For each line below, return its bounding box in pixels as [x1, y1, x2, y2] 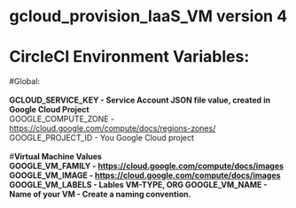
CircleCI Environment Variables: [9, 47, 250, 67]
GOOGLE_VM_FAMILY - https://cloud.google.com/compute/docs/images [9, 161, 284, 172]
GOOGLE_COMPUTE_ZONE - [9, 113, 115, 125]
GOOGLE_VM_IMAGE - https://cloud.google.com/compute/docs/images [9, 170, 281, 181]
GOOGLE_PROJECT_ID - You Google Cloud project [9, 133, 195, 143]
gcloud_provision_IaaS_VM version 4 [9, 6, 288, 27]
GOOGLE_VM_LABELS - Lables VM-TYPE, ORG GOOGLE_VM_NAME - [9, 180, 268, 190]
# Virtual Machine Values [9, 151, 102, 162]
